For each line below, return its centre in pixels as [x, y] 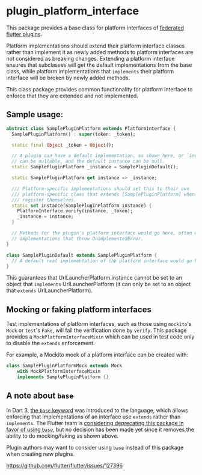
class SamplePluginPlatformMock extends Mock [64, 366]
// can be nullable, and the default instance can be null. [88, 161]
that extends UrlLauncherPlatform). [50, 290]
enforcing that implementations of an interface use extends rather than [93, 417]
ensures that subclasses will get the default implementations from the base [99, 65]
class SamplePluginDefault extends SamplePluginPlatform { [82, 255]
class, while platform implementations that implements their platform [90, 71]
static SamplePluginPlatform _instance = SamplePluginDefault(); [95, 167]
